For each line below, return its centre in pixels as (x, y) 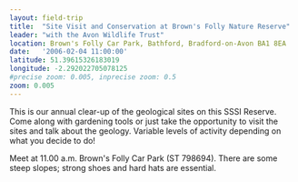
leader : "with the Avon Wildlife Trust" (87, 35)
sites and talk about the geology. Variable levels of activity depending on (145, 131)
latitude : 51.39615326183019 (65, 60)
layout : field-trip (46, 18)
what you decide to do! (52, 140)
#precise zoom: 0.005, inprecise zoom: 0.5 (93, 77)
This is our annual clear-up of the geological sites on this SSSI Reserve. (143, 111)
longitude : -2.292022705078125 (69, 69)
